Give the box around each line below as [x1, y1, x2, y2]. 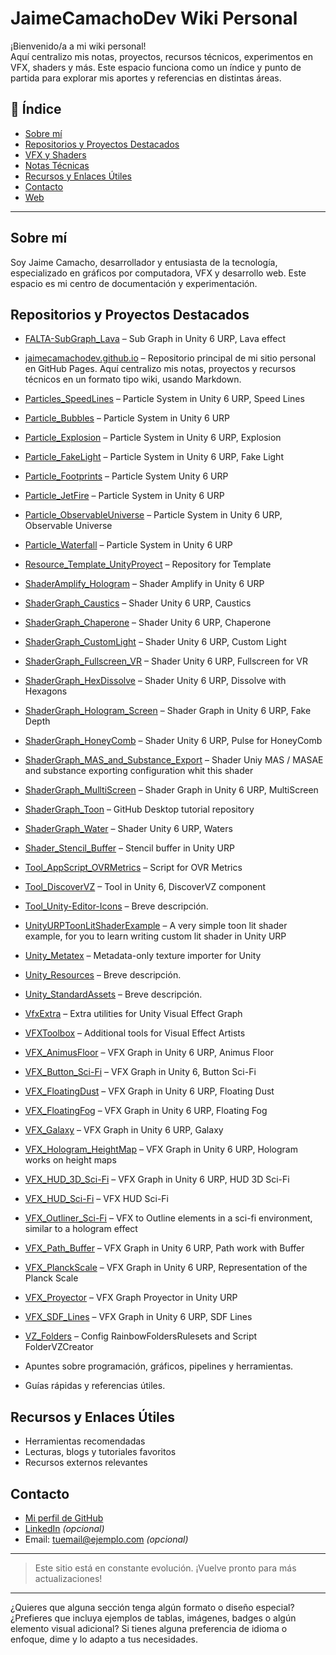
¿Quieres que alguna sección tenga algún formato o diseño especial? [10, 1602, 295, 1613]
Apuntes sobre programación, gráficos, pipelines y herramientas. [24, 1360, 294, 1372]
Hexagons [24, 685, 68, 697]
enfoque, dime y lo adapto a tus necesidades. [10, 1633, 199, 1645]
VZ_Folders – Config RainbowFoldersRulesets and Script [24, 1330, 258, 1342]
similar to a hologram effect [24, 1223, 138, 1235]
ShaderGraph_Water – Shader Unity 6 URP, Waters [24, 823, 233, 835]
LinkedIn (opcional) [24, 1523, 105, 1534]
